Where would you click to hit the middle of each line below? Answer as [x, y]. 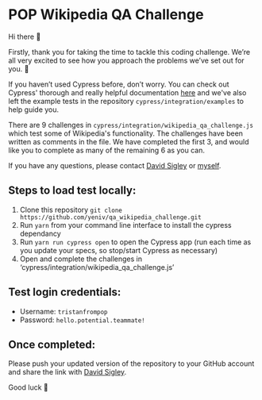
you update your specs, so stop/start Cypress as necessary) [119, 250]
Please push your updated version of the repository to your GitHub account [131, 363]
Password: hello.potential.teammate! [82, 320]
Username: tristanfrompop [64, 311]
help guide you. [34, 110]
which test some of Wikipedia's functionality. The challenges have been [126, 133]
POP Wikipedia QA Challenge [106, 15]
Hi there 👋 [25, 37]
